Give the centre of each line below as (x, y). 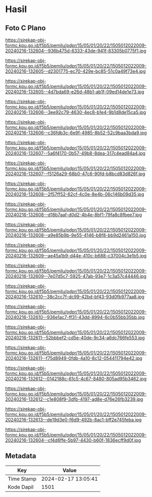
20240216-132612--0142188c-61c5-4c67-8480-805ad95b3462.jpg (76, 379)
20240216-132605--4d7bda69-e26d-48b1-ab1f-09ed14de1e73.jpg (75, 92)
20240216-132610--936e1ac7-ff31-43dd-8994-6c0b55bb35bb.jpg (75, 317)
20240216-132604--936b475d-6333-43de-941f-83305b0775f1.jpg (76, 51)
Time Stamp (22, 479)
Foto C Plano (26, 28)
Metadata (21, 456)
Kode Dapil (21, 487)
